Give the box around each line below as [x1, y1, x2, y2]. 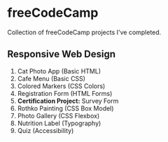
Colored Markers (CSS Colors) [17, 82, 106, 90]
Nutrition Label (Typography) [17, 119, 101, 127]
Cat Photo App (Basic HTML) [17, 66, 101, 75]
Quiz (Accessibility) [17, 126, 74, 134]
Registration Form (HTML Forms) [17, 89, 113, 97]
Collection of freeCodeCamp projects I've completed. [7, 28, 162, 36]
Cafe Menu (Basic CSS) [17, 74, 86, 83]
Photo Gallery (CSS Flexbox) [17, 111, 100, 120]
